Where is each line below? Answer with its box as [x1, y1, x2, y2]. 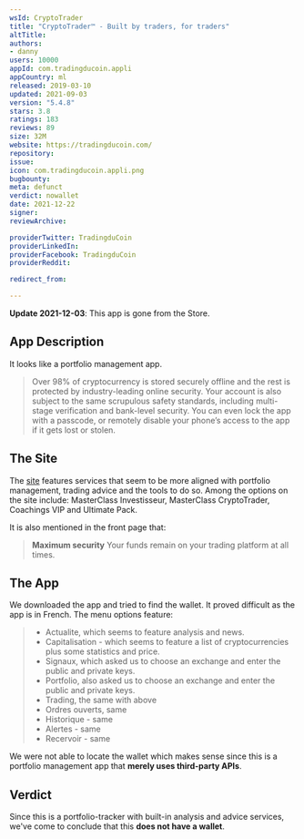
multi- [256, 395, 279, 406]
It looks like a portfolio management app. [9, 358, 162, 369]
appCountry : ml [9, 73, 67, 82]
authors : [9, 38, 43, 48]
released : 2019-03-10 [9, 81, 92, 90]
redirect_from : [9, 275, 67, 284]
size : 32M [9, 132, 47, 141]
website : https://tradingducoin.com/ [9, 140, 153, 149]
